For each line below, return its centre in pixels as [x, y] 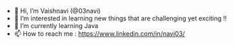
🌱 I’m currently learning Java [56, 26]
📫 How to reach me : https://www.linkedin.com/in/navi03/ [100, 34]
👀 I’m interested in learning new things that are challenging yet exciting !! [121, 18]
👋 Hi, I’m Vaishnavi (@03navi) [57, 11]
